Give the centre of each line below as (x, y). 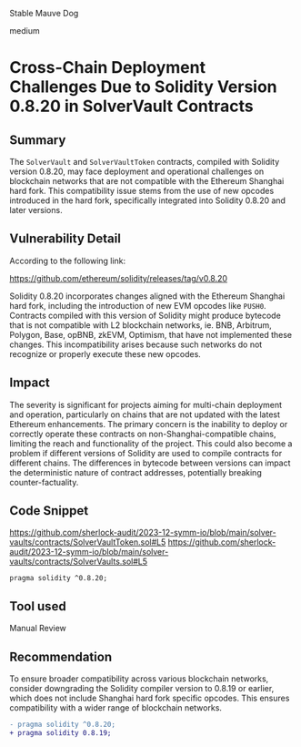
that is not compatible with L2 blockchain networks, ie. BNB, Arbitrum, (141, 325)
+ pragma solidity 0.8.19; (60, 732)
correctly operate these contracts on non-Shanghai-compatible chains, (143, 434)
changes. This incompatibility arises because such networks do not (136, 344)
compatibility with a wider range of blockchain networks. (116, 708)
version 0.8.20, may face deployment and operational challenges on (137, 171)
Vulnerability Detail (65, 239)
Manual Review (38, 629)
